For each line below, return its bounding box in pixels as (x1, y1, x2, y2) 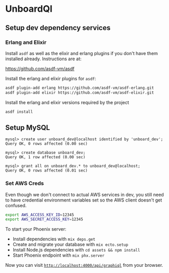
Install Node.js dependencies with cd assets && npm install (12, 247, 140, 253)
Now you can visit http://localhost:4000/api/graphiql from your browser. (5, 262, 163, 268)
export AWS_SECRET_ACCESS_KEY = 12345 (5, 217, 83, 222)
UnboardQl (5, 3, 53, 15)
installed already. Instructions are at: (5, 56, 82, 62)
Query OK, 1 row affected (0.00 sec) (5, 155, 86, 160)
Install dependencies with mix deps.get (12, 236, 95, 242)
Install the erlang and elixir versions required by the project (5, 99, 129, 105)
